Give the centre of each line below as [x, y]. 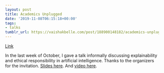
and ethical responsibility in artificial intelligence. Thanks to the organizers [80, 61]
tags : [10, 23]
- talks [13, 28]
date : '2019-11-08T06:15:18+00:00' [41, 18]
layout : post [18, 9]
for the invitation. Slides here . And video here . [51, 66]
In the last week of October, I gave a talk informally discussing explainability [81, 55]
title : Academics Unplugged [34, 14]
